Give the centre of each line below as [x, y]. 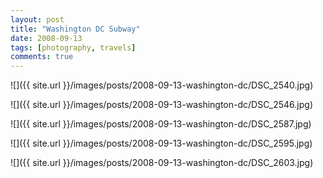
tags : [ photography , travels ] [73, 47]
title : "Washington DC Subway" [75, 29]
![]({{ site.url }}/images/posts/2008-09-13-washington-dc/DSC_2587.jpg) [161, 124]
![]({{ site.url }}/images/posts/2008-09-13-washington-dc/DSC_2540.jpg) [162, 85]
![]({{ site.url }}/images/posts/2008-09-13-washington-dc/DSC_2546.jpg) [162, 105]
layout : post [37, 19]
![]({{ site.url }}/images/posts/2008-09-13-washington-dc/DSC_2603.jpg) [162, 163]
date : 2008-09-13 [46, 38]
